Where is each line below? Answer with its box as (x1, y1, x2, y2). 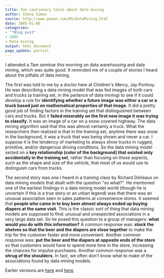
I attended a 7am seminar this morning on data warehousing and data (5, 62, 145, 68)
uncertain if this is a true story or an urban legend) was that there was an (5, 190, 152, 196)
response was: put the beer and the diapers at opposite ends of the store (5, 237, 156, 243)
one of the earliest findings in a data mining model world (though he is (5, 185, 147, 191)
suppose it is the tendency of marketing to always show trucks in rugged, (5, 139, 153, 145)
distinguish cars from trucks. (5, 165, 63, 171)
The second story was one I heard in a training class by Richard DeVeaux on (5, 175, 159, 180)
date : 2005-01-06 (5, 21, 41, 26)
